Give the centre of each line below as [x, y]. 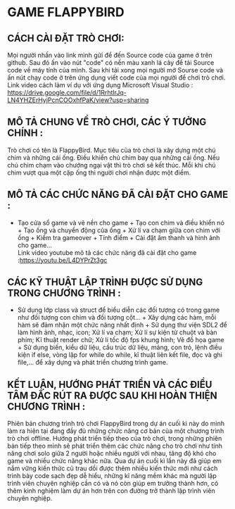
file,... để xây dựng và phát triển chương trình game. [93, 363]
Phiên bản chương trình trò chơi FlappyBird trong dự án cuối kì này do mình [116, 424]
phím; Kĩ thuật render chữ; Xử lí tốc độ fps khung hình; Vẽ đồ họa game [121, 340]
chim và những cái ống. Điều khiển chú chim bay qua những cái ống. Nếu [114, 157]
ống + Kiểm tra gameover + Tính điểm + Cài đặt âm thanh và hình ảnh [119, 237]
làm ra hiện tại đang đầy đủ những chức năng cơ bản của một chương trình [116, 431]
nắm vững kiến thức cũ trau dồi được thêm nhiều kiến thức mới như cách [113, 468]
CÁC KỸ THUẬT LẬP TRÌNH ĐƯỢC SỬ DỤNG [105, 282]
